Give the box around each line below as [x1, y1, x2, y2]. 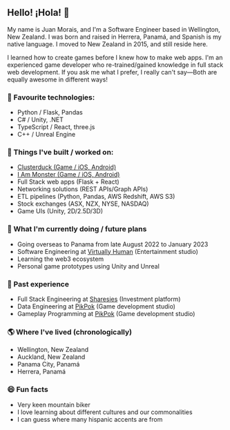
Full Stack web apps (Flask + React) [17, 177, 119, 186]
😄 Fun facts [7, 384, 48, 394]
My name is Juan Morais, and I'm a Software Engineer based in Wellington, [7, 25, 221, 33]
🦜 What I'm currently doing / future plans [7, 224, 147, 234]
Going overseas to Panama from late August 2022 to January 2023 [17, 240, 209, 248]
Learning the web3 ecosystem [17, 255, 104, 263]
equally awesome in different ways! [7, 75, 108, 84]
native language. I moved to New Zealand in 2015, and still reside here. [7, 39, 209, 48]
